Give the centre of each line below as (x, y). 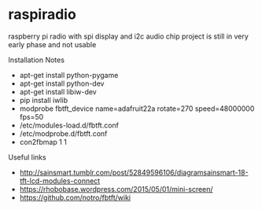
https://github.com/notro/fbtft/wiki (75, 197)
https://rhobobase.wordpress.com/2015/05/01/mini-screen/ (116, 189)
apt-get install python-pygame (69, 75)
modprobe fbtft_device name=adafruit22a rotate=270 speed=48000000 (137, 109)
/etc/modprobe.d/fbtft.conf (63, 133)
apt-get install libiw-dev (58, 91)
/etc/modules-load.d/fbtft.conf (69, 125)
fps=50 (31, 116)
